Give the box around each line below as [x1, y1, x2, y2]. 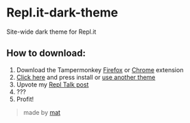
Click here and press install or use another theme [16, 73, 156, 81]
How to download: [6, 47, 86, 59]
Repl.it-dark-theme [6, 5, 118, 21]
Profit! [16, 95, 34, 103]
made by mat [23, 108, 61, 116]
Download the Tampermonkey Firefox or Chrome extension [16, 65, 184, 74]
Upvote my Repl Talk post [16, 80, 89, 89]
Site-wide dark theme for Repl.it [6, 27, 97, 36]
